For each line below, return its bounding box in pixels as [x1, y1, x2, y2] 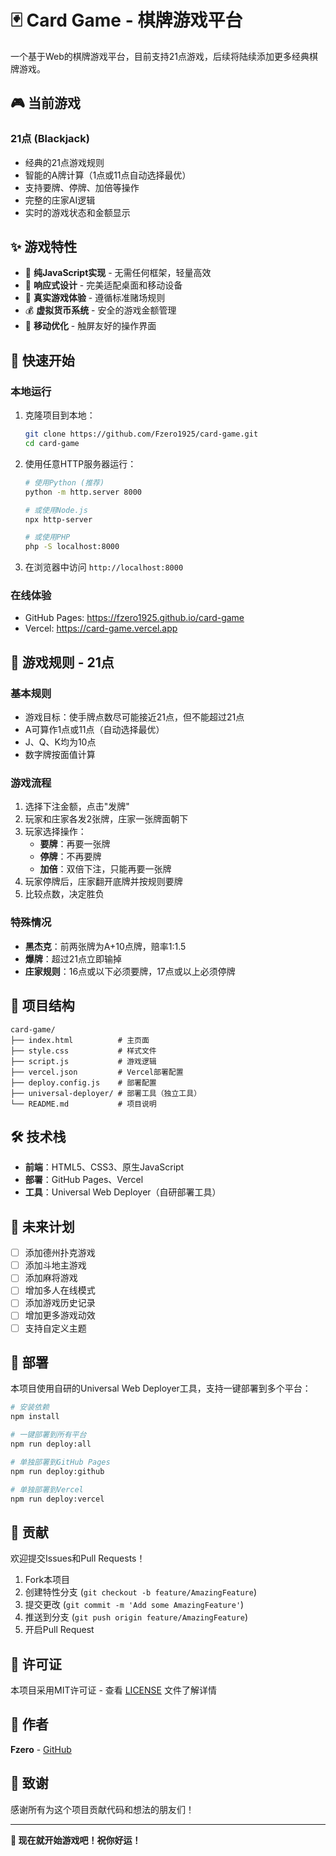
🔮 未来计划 [10, 1218, 75, 1235]
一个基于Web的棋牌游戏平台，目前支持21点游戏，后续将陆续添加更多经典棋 [10, 50, 319, 62]
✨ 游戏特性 [10, 239, 78, 256]
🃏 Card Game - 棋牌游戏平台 [10, 9, 243, 32]
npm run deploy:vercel [10, 1494, 105, 1504]
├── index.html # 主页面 [10, 1035, 150, 1045]
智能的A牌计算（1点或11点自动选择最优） [24, 169, 192, 181]
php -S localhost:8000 [24, 542, 120, 552]
